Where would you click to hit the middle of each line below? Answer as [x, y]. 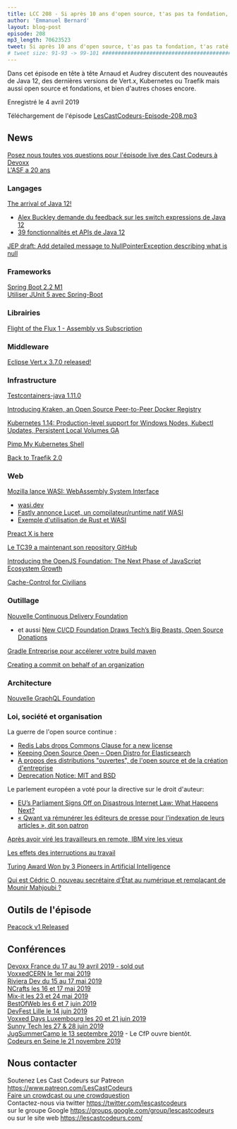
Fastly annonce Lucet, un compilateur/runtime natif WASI [100, 513]
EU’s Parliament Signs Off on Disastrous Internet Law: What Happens [118, 803]
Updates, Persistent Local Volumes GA [63, 431]
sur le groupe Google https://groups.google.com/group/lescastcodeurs [111, 1110]
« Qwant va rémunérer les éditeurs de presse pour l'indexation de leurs [121, 818]
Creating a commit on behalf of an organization [76, 664]
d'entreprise [35, 768]
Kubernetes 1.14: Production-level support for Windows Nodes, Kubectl [110, 423]
